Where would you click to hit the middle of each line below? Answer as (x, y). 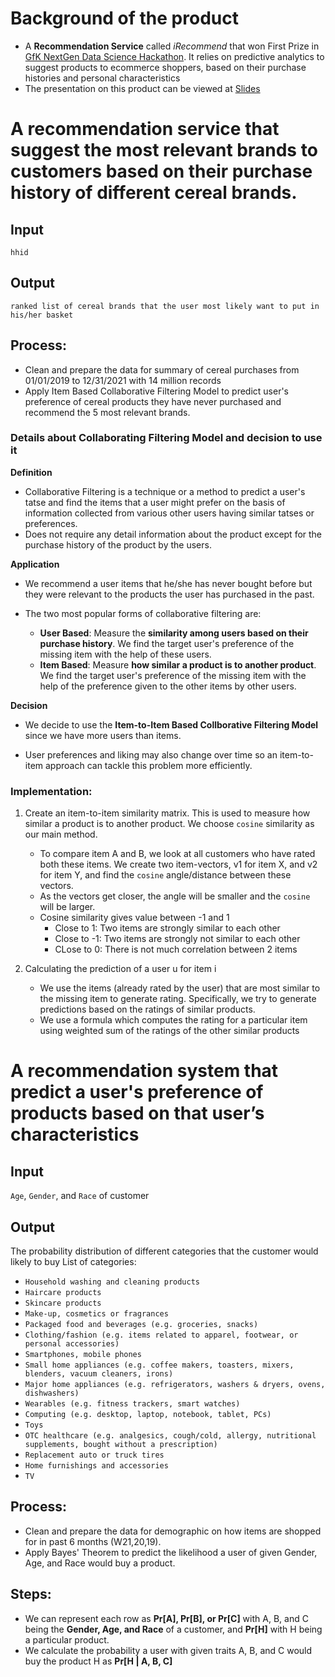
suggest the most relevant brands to (164, 150)
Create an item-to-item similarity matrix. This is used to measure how (167, 813)
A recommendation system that (144, 1071)
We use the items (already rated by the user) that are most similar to (180, 988)
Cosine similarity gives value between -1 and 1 (134, 918)
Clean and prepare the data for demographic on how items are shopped (173, 1531)
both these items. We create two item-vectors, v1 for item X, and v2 (178, 864)
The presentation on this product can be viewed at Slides (142, 88)
